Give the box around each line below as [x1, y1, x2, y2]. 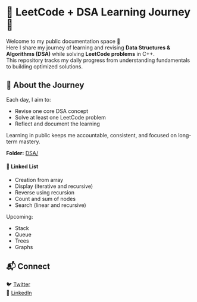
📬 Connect [6, 262, 51, 272]
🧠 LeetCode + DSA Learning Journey [6, 5, 191, 19]
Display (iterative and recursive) [14, 183, 93, 190]
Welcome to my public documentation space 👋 [6, 37, 121, 45]
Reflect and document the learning [14, 120, 100, 127]
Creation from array [14, 176, 64, 183]
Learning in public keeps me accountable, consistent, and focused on [6, 131, 177, 139]
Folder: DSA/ [6, 149, 39, 156]
